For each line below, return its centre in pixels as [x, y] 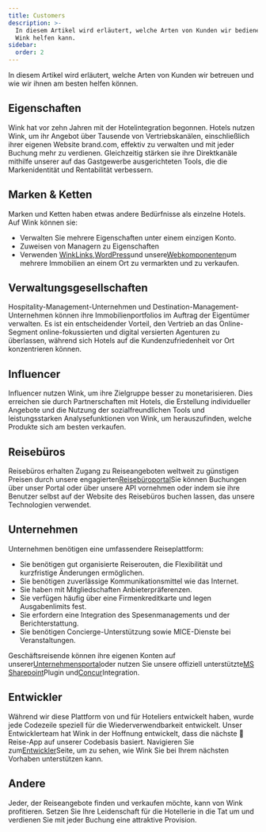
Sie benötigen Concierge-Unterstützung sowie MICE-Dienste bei [125, 631]
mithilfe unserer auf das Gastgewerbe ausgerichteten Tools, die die [118, 161]
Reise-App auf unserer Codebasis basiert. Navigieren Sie [101, 741]
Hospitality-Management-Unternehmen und [80, 307]
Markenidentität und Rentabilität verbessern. [81, 169]
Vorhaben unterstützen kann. [56, 758]
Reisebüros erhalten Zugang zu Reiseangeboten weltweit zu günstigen [123, 471]
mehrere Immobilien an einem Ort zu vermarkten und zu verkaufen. [129, 263]
